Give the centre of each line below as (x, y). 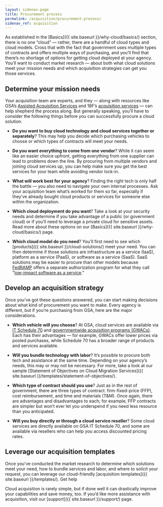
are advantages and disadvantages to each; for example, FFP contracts (84, 401)
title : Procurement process (34, 14)
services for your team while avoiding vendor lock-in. (66, 172)
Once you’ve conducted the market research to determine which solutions (80, 463)
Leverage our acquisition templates (60, 452)
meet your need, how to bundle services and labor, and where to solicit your (81, 469)
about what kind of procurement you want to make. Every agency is (73, 305)
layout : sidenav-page (27, 10)
